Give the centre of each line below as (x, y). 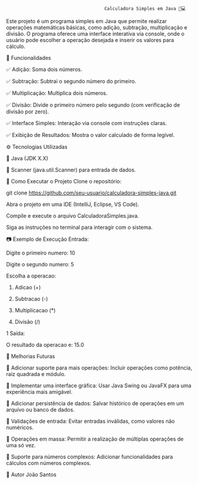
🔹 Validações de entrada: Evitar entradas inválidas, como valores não (90, 421)
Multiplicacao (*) (35, 310)
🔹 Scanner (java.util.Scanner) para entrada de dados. (71, 170)
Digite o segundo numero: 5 (40, 264)
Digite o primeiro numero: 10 (41, 253)
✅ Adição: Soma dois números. (44, 69)
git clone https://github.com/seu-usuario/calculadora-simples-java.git (91, 193)
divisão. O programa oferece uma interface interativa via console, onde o (95, 34)
